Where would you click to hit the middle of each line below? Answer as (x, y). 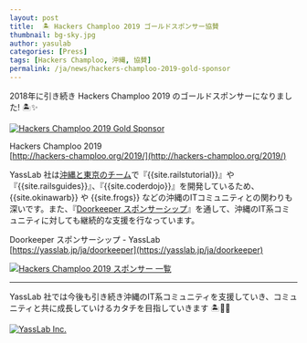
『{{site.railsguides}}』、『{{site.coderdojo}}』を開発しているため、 (134, 186)
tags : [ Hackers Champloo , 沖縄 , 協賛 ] (81, 60)
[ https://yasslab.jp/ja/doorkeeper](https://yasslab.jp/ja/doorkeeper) (136, 249)
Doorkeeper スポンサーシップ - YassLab (85, 239)
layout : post (34, 18)
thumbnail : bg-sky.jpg (53, 35)
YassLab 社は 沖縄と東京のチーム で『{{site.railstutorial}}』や (122, 174)
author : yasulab (40, 43)
